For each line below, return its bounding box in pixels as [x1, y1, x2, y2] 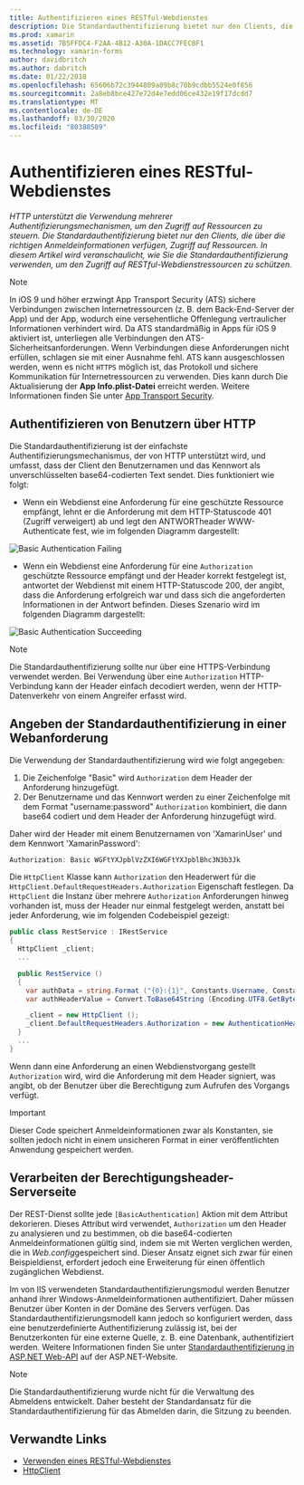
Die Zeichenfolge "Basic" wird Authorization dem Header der [22, 771, 253, 783]
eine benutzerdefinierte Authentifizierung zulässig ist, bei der [9, 1322, 238, 1333]
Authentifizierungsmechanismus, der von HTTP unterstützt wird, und [9, 450, 266, 461]
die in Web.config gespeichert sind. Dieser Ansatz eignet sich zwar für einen [9, 1247, 293, 1258]
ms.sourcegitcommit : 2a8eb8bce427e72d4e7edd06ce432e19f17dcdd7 [9, 89, 253, 98]
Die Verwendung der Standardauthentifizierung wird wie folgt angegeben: [9, 754, 285, 765]
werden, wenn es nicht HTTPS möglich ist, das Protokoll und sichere [9, 361, 259, 372]
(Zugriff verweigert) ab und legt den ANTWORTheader [22, 515, 226, 526]
